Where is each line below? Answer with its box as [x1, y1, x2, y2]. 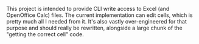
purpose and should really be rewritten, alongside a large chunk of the [6, 24, 183, 31]
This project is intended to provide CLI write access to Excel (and [6, 5, 170, 12]
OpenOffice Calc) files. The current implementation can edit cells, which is [6, 11, 193, 19]
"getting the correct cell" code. [6, 31, 84, 38]
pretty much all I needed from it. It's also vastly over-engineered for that [6, 18, 187, 25]
